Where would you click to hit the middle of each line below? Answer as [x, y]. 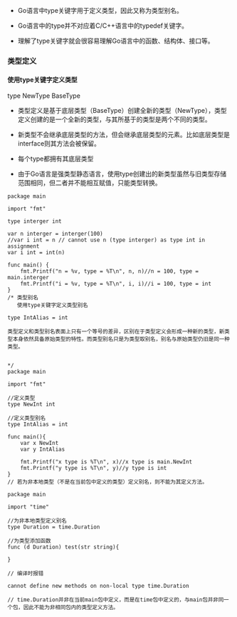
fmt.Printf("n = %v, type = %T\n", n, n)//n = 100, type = [110, 271]
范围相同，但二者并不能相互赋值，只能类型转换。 [89, 183]
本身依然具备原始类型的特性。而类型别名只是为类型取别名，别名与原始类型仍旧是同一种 [121, 339]
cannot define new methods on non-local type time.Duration [99, 586]
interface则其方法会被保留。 [59, 144]
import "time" [28, 507]
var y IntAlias [43, 450]
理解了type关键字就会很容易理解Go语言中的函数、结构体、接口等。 [116, 41]
